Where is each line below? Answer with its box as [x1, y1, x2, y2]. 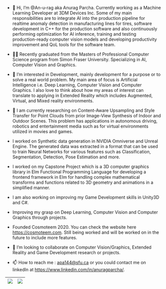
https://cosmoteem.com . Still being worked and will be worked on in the [12, 229, 160, 235]
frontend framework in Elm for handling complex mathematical [12, 174, 140, 180]
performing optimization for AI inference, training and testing [12, 31, 136, 37]
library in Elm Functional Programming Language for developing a [12, 169, 146, 175]
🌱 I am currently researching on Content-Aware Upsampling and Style [12, 107, 155, 113]
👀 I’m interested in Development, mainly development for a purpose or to [12, 72, 161, 77]
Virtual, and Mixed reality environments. [12, 98, 94, 104]
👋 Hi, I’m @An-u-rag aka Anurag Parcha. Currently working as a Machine [12, 5, 161, 10]
